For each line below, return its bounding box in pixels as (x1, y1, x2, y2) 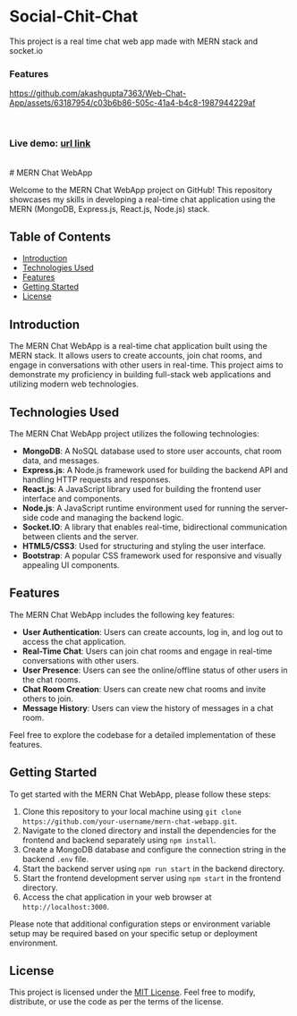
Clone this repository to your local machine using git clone (21, 806, 242, 817)
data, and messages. (21, 454, 100, 466)
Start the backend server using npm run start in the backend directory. (21, 863, 285, 874)
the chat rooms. (21, 673, 81, 685)
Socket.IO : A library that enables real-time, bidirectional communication (21, 521, 288, 532)
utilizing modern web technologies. (9, 378, 139, 390)
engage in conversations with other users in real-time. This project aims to (9, 360, 284, 370)
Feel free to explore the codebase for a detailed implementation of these (9, 729, 276, 740)
